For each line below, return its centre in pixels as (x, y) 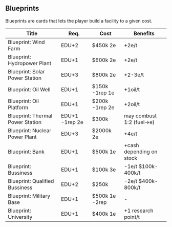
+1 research (138, 211)
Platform (18, 107)
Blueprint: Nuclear (30, 130)
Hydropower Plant (30, 63)
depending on (141, 152)
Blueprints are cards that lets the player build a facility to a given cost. (79, 20)
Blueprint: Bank (26, 152)
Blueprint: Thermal (30, 116)
